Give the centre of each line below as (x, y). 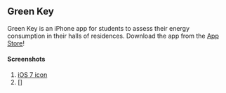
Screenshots (26, 59)
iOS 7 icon (32, 75)
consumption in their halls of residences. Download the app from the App (113, 36)
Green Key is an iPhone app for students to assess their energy (99, 28)
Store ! (16, 43)
